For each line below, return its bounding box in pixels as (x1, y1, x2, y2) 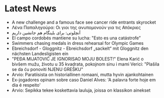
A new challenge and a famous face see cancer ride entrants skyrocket (11, 19, 156, 25)
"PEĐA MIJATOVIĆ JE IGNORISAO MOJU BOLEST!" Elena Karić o (11, 56, 144, 62)
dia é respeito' (11, 82, 41, 88)
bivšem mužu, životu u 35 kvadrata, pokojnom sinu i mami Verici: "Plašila (11, 61, 160, 67)
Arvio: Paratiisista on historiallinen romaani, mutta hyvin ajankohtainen (11, 71, 154, 77)
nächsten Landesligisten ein (11, 50, 69, 57)
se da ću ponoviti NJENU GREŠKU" (11, 66, 83, 72)
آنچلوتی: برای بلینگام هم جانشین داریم (11, 30, 81, 35)
